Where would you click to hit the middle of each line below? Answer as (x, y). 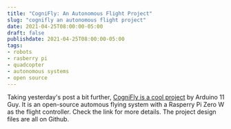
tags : (15, 46)
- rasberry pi (28, 59)
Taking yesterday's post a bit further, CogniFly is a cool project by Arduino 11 (116, 97)
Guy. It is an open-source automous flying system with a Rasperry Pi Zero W (116, 105)
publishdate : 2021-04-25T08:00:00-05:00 (66, 39)
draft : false (26, 33)
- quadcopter (26, 65)
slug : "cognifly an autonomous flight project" (77, 20)
